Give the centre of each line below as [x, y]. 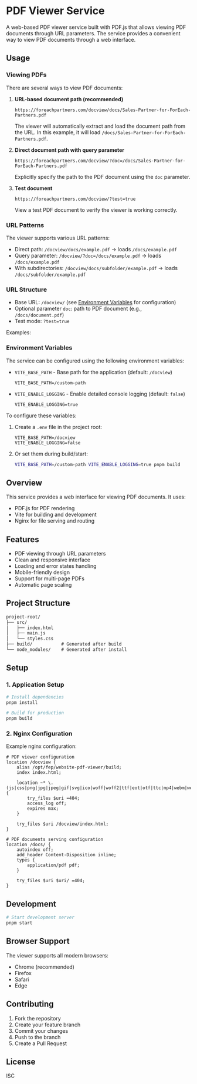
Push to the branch [38, 1037]
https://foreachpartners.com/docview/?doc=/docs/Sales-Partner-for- [100, 161]
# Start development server [40, 917]
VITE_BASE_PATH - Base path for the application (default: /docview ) [94, 372]
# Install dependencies [35, 697]
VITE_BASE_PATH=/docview [45, 438]
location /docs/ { [28, 845]
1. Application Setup [35, 685]
